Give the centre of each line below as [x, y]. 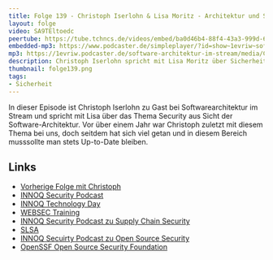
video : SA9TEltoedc [41, 31]
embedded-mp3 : [32, 46]
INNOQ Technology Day [60, 204]
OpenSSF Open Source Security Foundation [94, 247]
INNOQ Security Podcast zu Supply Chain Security [105, 221]
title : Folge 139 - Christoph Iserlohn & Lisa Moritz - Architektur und [134, 16]
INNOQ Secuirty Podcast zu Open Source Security [105, 238]
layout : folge [32, 24]
